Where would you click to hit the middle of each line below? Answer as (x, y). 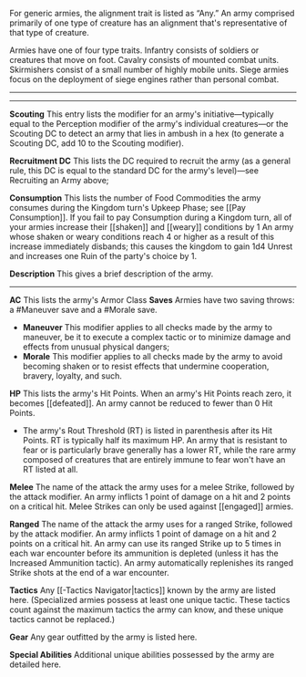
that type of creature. (49, 32)
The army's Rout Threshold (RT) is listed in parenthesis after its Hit (148, 431)
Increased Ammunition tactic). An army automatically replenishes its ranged (152, 563)
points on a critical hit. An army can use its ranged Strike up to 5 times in (146, 543)
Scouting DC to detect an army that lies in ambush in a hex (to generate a (147, 133)
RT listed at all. (51, 469)
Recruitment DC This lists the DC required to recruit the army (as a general (150, 161)
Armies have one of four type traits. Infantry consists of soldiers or (134, 50)
